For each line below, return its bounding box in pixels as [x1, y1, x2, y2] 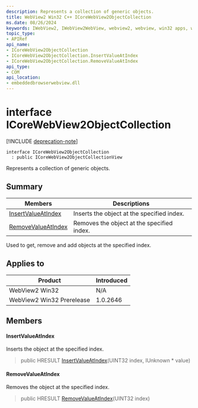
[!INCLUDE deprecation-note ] [6, 137, 78, 145]
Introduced [95, 276, 128, 284]
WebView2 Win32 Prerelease [9, 296, 90, 304]
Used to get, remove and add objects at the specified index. [6, 241, 151, 248]
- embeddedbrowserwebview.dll [6, 80, 81, 86]
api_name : [6, 42, 31, 48]
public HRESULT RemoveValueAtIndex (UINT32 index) [20, 395, 150, 402]
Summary [6, 182, 43, 192]
